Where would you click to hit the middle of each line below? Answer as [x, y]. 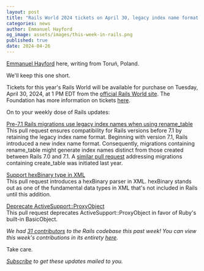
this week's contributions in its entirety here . [62, 237]
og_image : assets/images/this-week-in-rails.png [70, 35]
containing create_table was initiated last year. [65, 163]
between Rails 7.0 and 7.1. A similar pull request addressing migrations [94, 156]
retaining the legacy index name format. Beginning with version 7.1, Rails [97, 137]
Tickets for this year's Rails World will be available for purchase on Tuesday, [102, 87]
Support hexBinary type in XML [46, 174]
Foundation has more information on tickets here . [68, 100]
